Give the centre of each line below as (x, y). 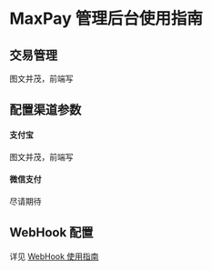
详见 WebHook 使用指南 (54, 256)
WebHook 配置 (51, 233)
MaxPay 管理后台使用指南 (106, 19)
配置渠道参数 (45, 110)
